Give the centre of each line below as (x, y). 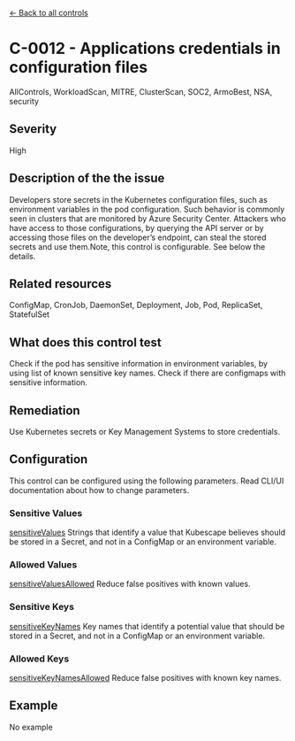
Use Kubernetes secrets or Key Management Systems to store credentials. (145, 432)
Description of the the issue (87, 178)
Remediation (45, 410)
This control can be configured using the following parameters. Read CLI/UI (147, 481)
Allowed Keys (39, 659)
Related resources (61, 284)
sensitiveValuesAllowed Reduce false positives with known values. (130, 584)
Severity (33, 129)
